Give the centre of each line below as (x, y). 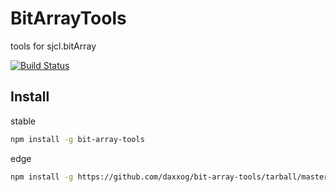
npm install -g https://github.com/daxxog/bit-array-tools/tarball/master (169, 177)
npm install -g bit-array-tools (77, 139)
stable (23, 121)
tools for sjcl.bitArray (53, 46)
